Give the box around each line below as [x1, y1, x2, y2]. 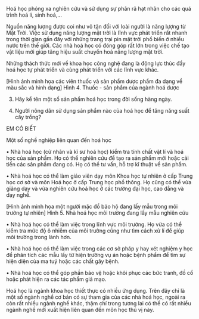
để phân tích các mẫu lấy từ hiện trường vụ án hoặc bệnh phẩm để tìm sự [6, 252, 186, 258]
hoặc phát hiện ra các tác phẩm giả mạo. [6, 275, 107, 283]
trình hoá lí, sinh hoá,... [6, 11, 63, 18]
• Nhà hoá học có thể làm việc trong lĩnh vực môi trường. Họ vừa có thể [6, 221, 182, 228]
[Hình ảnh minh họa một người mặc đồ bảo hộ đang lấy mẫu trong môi [6, 203, 178, 210]
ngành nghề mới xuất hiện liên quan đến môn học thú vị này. [6, 306, 154, 313]
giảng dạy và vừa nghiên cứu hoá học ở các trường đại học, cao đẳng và [6, 185, 184, 192]
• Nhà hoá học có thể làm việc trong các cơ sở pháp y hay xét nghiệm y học [6, 245, 193, 252]
